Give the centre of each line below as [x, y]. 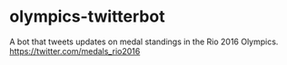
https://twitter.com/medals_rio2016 [75, 51]
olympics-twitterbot [87, 17]
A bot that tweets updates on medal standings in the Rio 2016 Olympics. [144, 42]
